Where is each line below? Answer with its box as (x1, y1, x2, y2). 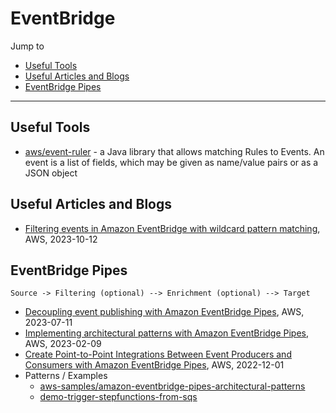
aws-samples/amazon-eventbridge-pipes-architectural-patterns (39, 380, 306, 392)
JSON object (24, 167, 78, 179)
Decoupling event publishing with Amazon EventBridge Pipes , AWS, (24, 306, 305, 318)
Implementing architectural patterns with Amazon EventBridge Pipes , (24, 327, 310, 339)
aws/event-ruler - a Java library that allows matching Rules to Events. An (24, 145, 325, 157)
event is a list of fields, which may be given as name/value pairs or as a (24, 156, 319, 168)
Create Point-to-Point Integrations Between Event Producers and (24, 348, 292, 361)
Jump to (10, 40, 45, 52)
